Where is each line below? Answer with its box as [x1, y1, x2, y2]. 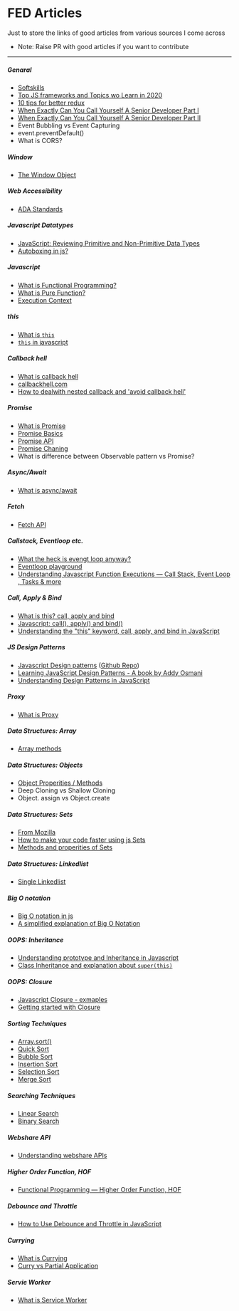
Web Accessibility [7, 187, 63, 195]
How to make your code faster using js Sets [17, 835, 146, 845]
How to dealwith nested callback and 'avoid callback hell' [17, 387, 186, 396]
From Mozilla [17, 828, 55, 837]
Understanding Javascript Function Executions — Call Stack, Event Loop [17, 570, 231, 578]
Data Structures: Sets [7, 810, 73, 819]
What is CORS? [17, 136, 63, 145]
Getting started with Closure [17, 1003, 101, 1012]
